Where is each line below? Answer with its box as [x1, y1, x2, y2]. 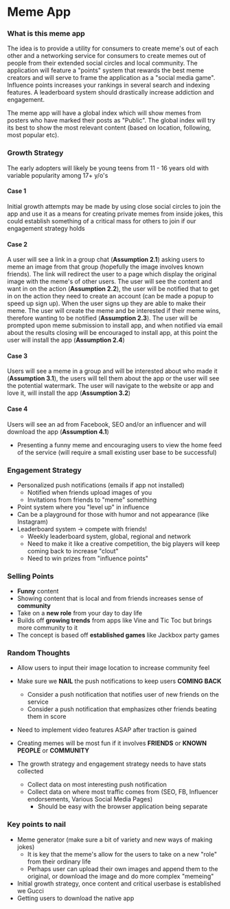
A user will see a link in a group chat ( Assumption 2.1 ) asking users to [7, 256, 205, 264]
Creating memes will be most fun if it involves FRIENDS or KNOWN [16, 739, 207, 748]
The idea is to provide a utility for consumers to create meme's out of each [7, 44, 218, 52]
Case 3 [7, 351, 28, 360]
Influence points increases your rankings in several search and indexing [7, 81, 211, 90]
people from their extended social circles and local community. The [7, 59, 198, 68]
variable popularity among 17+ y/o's [7, 171, 108, 179]
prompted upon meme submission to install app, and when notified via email [7, 321, 223, 329]
